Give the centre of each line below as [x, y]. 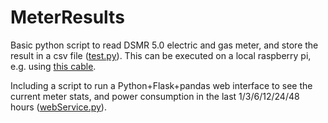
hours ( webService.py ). [58, 107]
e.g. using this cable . [53, 66]
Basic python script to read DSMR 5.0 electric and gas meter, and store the [164, 45]
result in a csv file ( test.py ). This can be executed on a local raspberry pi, [161, 55]
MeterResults [67, 17]
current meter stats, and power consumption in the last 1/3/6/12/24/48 [155, 96]
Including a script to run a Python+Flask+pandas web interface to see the [161, 85]
